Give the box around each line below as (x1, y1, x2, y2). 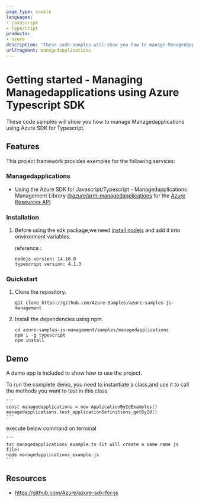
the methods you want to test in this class (6, 387, 108, 394)
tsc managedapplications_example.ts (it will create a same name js (6, 441, 179, 448)
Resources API (14, 198, 51, 205)
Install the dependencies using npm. (14, 316, 104, 323)
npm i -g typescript (14, 332, 66, 338)
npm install (14, 337, 44, 344)
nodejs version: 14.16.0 (14, 256, 76, 262)
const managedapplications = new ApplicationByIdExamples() (6, 404, 158, 410)
